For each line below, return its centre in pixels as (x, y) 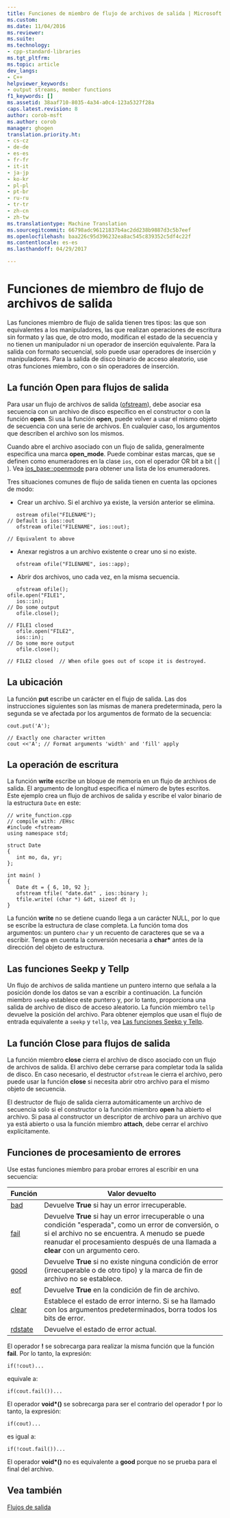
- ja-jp (18, 173)
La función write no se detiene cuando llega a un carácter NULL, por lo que (114, 918)
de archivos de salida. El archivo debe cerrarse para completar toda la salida (115, 1067)
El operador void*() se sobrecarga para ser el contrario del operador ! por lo (115, 1404)
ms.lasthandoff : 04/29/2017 (47, 249)
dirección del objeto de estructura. (56, 947)
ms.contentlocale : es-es (42, 243)
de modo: (21, 489)
